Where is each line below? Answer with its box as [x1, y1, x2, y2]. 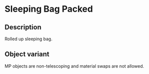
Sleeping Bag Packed [4, 3, 93, 15]
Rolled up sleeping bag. [4, 36, 53, 42]
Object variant [4, 50, 50, 58]
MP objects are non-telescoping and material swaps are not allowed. [4, 63, 144, 69]
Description [4, 23, 41, 31]
